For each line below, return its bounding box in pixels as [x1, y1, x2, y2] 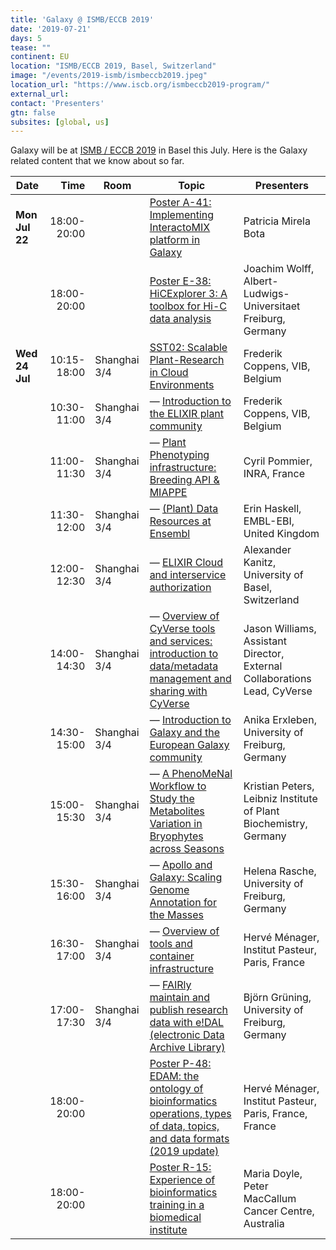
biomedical [149, 1211, 202, 1225]
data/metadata [149, 659, 219, 673]
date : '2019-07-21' [10, 24, 92, 34]
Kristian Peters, [243, 779, 315, 793]
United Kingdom [243, 527, 320, 541]
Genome [149, 883, 190, 897]
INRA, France [243, 467, 305, 481]
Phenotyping [149, 448, 210, 462]
